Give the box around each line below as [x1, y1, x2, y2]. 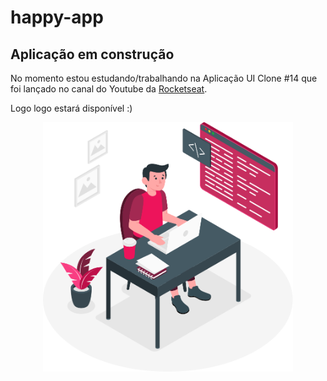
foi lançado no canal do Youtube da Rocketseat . [10, 83, 208, 95]
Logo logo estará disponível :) [10, 102, 133, 114]
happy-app [10, 6, 104, 29]
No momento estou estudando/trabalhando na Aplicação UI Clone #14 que [10, 72, 318, 84]
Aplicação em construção [10, 46, 175, 63]
